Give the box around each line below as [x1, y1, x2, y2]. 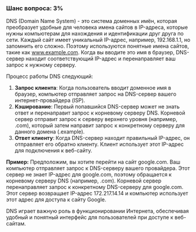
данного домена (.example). [14, 128, 85, 135]
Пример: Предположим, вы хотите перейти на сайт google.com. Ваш [6, 158, 181, 166]
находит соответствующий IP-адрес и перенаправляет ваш [25, 55, 176, 63]
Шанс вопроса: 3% [6, 4, 64, 12]
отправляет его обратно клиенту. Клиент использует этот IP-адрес [14, 140, 184, 148]
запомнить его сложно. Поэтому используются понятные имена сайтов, [6, 43, 190, 50]
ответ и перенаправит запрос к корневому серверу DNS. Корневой [14, 109, 185, 116]
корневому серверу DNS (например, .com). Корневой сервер [6, 177, 162, 184]
